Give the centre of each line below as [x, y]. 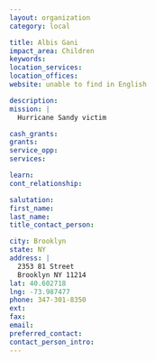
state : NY [28, 250]
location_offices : [44, 76]
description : [34, 100]
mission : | [30, 109]
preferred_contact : [46, 333]
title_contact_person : [52, 225]
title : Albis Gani [44, 42]
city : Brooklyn [38, 241]
